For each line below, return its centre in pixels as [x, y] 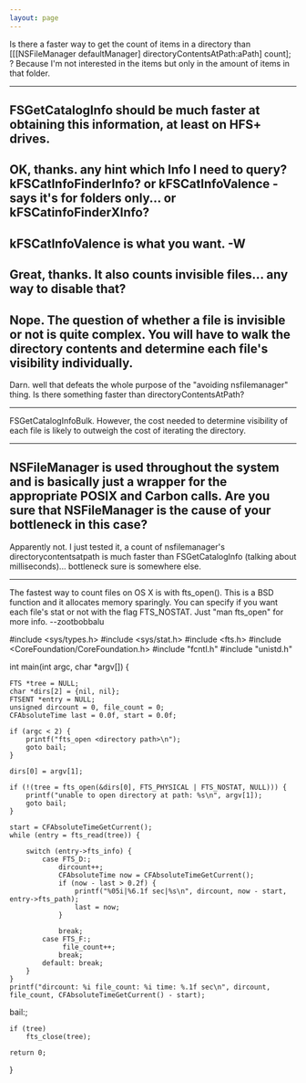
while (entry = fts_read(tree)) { [75, 835]
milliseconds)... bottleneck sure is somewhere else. [106, 566]
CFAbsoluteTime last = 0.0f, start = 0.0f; [93, 715]
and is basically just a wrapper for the [118, 482]
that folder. [30, 73]
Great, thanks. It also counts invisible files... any [149, 275]
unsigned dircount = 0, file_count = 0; [87, 707]
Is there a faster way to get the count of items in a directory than [130, 44]
